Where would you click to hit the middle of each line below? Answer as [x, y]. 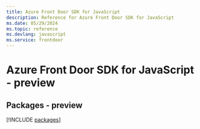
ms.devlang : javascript [36, 35]
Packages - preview [44, 105]
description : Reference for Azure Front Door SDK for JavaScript [90, 18]
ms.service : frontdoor [35, 40]
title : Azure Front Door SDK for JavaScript [63, 12]
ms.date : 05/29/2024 [32, 23]
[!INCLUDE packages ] [34, 120]
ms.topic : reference [32, 29]
